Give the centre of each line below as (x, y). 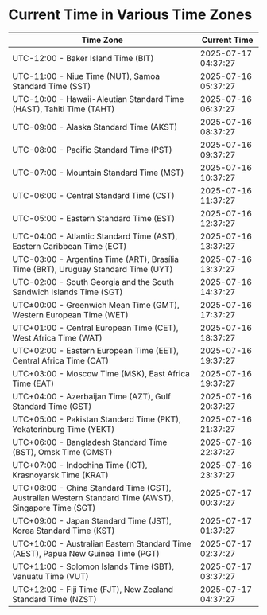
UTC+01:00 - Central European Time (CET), (95, 328)
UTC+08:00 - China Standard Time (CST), (92, 488)
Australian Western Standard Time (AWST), (93, 497)
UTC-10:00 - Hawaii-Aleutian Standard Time (98, 99)
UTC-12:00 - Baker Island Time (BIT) (83, 58)
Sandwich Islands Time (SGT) (68, 292)
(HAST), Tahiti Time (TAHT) (64, 109)
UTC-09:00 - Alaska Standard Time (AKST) (95, 127)
